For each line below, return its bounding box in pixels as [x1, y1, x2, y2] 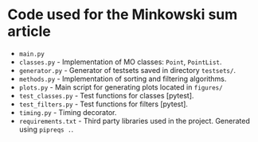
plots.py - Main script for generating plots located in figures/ [18, 82, 224, 92]
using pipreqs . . [18, 125, 74, 134]
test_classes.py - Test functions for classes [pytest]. [18, 90, 194, 100]
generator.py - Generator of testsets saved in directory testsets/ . [18, 65, 236, 75]
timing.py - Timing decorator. [18, 107, 117, 117]
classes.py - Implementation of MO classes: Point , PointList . [18, 57, 222, 67]
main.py [18, 50, 45, 58]
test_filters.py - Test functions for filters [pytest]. [18, 99, 189, 109]
